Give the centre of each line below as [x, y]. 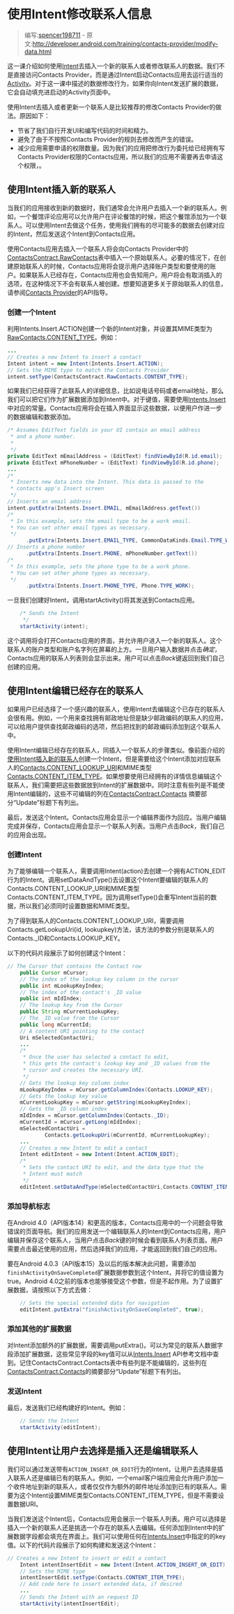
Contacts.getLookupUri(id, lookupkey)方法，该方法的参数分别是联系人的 [111, 930]
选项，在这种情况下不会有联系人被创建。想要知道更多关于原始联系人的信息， [117, 283]
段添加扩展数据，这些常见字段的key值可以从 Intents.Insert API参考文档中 [110, 1354]
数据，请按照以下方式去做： [53, 1289]
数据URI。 [28, 1504]
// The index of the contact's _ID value [80, 992]
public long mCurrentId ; [56, 1024]
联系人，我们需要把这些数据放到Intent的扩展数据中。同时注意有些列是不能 [113, 785]
